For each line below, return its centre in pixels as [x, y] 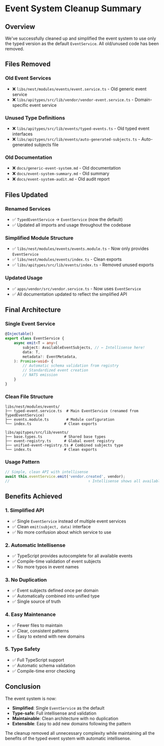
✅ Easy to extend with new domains [48, 636]
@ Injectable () [20, 334]
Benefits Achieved [34, 496]
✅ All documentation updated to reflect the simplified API [70, 294]
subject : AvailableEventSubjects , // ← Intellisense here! [84, 348]
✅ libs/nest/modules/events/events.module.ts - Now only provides [80, 249]
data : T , [31, 352]
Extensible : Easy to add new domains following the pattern [72, 723]
